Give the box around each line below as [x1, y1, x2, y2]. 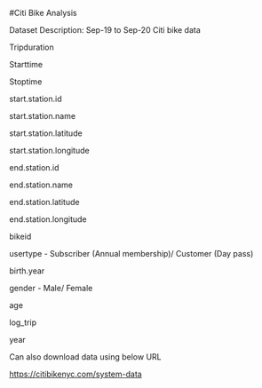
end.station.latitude [9, 197, 80, 207]
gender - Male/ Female [9, 283, 93, 293]
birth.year [9, 265, 45, 276]
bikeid [9, 231, 32, 242]
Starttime [9, 59, 43, 69]
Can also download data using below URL [9, 352, 162, 362]
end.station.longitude [9, 214, 87, 225]
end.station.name [9, 179, 74, 190]
